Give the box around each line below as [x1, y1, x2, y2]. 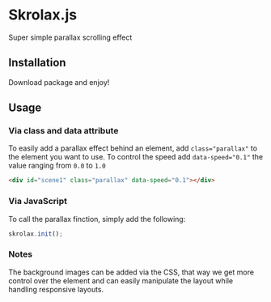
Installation [8, 56, 66, 70]
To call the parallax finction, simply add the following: [8, 214, 186, 223]
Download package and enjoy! [8, 77, 110, 87]
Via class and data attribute [8, 125, 119, 137]
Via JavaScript [8, 196, 67, 207]
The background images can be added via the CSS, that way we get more [8, 267, 255, 277]
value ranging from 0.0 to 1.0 [8, 160, 107, 171]
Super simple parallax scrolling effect [8, 32, 133, 42]
